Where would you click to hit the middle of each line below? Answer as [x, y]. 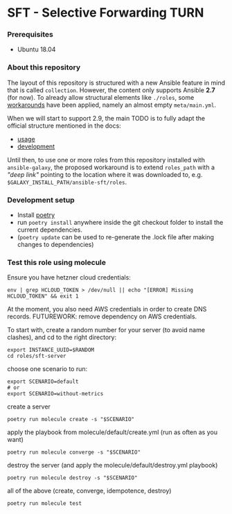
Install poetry [36, 215]
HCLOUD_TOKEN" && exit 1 [43, 296]
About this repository [44, 67]
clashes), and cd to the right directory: [62, 337]
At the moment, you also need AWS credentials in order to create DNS [107, 309]
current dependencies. [50, 230]
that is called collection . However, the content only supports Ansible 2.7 [111, 90]
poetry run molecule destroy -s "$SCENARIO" [72, 478]
